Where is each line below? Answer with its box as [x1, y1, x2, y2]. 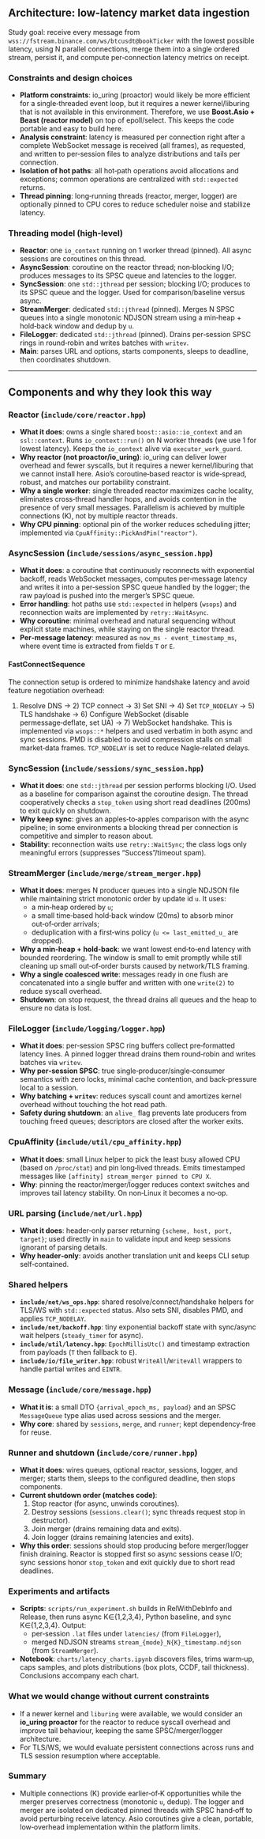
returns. [19, 183, 46, 192]
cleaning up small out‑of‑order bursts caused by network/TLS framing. [19, 961, 250, 971]
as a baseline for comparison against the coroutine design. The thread [19, 789, 248, 798]
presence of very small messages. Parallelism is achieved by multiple [19, 502, 245, 513]
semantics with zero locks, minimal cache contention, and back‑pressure [19, 1075, 257, 1084]
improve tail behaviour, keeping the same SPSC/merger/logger [19, 1725, 223, 1735]
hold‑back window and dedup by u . [19, 321, 134, 331]
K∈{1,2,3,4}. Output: [19, 1621, 87, 1630]
